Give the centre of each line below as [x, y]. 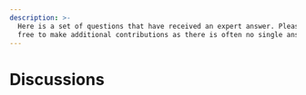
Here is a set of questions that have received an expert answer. [146, 26]
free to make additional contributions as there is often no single [150, 34]
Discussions [57, 79]
